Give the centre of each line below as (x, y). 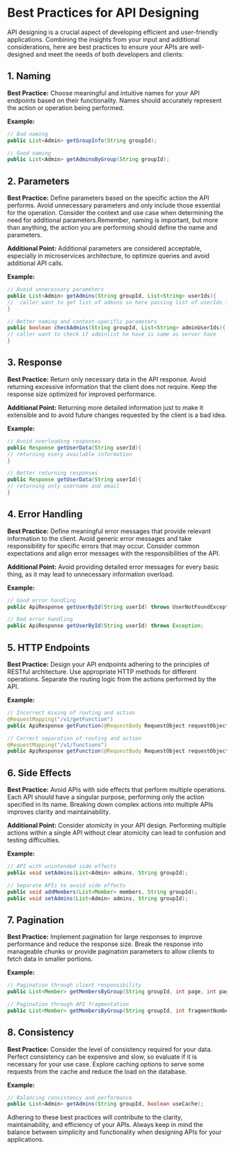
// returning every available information (70, 454)
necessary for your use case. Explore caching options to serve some (106, 1064)
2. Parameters (38, 181)
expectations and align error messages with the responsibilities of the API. (114, 553)
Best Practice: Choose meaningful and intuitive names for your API (103, 93)
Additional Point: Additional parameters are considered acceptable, (104, 249)
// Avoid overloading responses (54, 441)
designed (21, 54)
